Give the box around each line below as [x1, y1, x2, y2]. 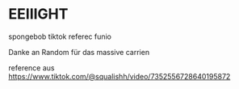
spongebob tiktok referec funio [8, 32, 111, 41]
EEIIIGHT [8, 5, 69, 23]
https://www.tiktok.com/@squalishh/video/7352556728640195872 [8, 71, 231, 81]
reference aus [8, 62, 55, 73]
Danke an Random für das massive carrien [8, 47, 150, 57]
